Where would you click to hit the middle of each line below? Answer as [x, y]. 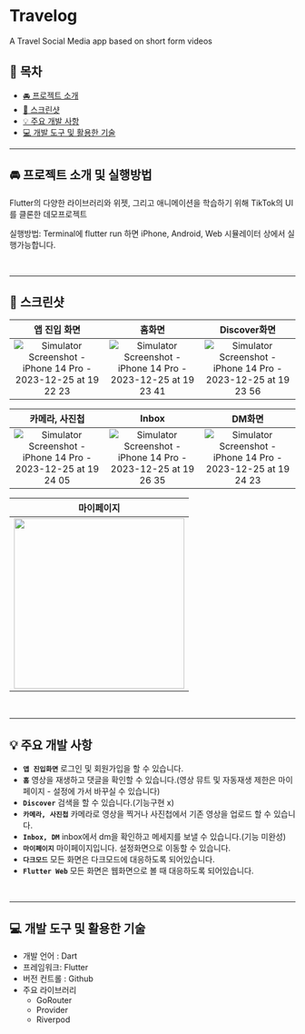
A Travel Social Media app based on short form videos [111, 41]
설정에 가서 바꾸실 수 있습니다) [107, 791]
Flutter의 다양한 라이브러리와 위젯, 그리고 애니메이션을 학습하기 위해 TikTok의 [146, 203]
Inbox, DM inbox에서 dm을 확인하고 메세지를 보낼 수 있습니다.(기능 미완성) [154, 837]
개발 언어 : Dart [50, 956]
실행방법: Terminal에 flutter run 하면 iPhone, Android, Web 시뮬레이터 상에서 [148, 234]
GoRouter [54, 1000]
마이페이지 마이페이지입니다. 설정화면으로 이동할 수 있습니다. [127, 848]
